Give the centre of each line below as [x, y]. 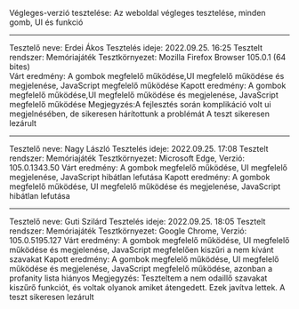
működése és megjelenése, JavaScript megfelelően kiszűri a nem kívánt [141, 250]
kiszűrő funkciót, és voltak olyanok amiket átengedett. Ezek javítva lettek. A [147, 287]
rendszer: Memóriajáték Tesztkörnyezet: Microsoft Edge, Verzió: [127, 158]
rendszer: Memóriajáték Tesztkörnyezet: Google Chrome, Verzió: [128, 231]
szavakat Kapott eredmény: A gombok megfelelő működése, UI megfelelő [144, 259]
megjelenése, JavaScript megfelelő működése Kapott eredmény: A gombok [148, 85]
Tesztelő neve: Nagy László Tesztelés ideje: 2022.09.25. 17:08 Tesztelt [139, 149]
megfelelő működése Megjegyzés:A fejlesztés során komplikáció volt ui [140, 104]
